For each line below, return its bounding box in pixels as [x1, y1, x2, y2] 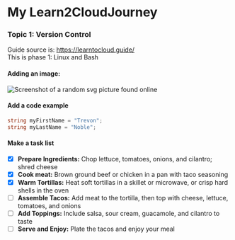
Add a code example [7, 101, 69, 110]
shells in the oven [17, 186, 69, 195]
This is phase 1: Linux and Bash [7, 53, 99, 62]
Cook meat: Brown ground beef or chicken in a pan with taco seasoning [17, 170, 229, 178]
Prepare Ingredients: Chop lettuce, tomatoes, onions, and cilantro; [17, 154, 212, 163]
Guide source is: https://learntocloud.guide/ [7, 45, 135, 54]
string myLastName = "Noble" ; [7, 123, 97, 131]
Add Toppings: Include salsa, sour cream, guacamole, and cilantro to [17, 210, 220, 218]
